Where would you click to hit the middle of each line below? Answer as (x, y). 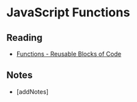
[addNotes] (32, 91)
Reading (24, 38)
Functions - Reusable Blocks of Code (68, 54)
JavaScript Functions (68, 13)
